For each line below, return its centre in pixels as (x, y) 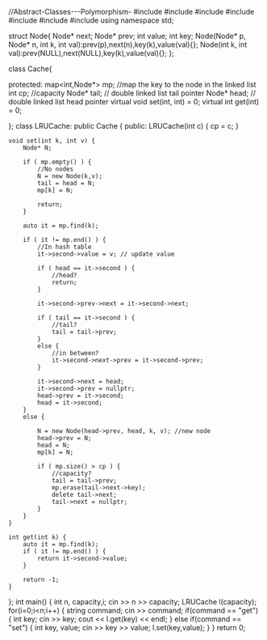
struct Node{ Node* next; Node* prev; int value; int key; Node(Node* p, (127, 36)
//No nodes (56, 169)
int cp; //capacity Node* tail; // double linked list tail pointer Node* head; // (132, 93)
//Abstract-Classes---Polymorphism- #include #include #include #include (131, 12)
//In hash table (65, 247)
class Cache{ (30, 69)
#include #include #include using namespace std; (91, 20)
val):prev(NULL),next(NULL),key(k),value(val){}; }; (92, 53)
